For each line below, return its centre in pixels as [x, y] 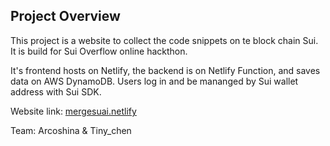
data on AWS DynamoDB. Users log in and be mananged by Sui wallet [154, 81]
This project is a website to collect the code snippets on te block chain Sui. [164, 40]
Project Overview [65, 16]
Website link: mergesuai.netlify [73, 111]
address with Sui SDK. [56, 91]
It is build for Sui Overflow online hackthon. [99, 51]
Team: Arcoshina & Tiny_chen [71, 130]
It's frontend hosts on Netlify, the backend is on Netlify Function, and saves [165, 70]
